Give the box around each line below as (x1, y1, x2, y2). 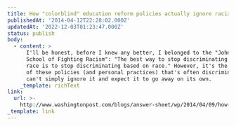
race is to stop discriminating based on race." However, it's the (25, 62, 228, 69)
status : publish (7, 29, 55, 37)
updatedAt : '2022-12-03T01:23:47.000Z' (7, 23, 124, 30)
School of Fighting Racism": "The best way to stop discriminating (25, 56, 228, 63)
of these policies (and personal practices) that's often (25, 69, 199, 76)
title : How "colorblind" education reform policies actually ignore (7, 10, 212, 17)
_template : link (7, 108, 55, 115)
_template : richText (20, 82, 80, 89)
